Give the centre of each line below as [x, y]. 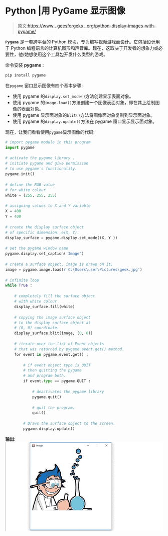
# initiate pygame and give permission [47, 164]
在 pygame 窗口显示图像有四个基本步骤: [44, 85]
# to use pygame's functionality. [41, 169]
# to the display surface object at [53, 323]
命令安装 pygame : [25, 65]
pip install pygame [26, 75]
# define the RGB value [30, 185]
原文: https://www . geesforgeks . [51, 26]
